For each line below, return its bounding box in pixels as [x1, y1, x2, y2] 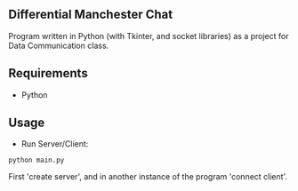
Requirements [8, 66, 88, 81]
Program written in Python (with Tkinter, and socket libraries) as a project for [8, 30, 289, 41]
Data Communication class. [8, 40, 109, 51]
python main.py [8, 155, 65, 165]
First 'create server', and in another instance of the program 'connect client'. [8, 171, 288, 182]
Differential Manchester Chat [8, 7, 173, 22]
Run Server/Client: [20, 139, 89, 149]
